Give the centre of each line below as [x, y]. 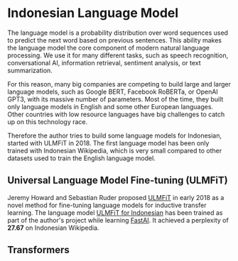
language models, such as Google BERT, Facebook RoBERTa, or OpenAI [113, 91]
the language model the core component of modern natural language [108, 48]
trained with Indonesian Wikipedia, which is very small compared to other [115, 150]
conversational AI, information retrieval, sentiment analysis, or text [104, 62]
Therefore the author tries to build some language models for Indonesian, [115, 135]
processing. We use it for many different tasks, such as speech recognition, [118, 55]
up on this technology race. [48, 121]
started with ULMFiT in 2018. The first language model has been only [108, 143]
